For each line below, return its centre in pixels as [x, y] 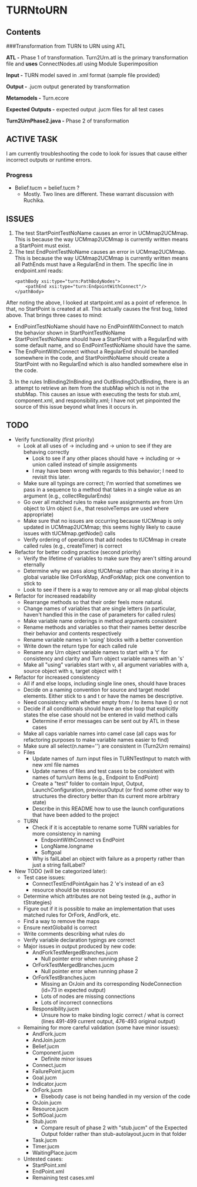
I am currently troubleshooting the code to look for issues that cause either [97, 153]
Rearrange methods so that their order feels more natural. [93, 602]
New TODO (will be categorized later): [61, 871]
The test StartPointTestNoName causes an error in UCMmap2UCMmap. [101, 233]
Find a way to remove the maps [61, 921]
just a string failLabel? [59, 865]
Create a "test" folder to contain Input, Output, [88, 783]
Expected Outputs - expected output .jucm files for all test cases [85, 109]
